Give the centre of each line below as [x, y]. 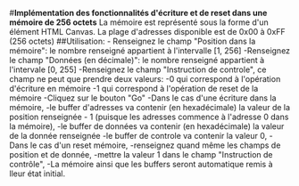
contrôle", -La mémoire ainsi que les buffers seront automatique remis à [141, 164]
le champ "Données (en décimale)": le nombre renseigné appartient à [137, 60]
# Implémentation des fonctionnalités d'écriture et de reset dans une [138, 13]
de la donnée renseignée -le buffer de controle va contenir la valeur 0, [138, 136]
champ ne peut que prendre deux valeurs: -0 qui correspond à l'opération [145, 79]
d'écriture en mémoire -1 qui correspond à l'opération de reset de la [134, 89]
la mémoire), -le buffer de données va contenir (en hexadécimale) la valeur [147, 126]
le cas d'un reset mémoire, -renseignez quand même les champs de [155, 145]
